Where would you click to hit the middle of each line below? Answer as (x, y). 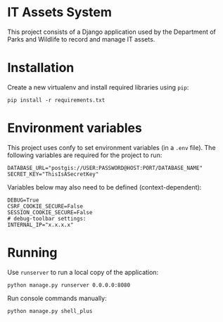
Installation (41, 68)
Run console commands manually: (57, 298)
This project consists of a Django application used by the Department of (112, 32)
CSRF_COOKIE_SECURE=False (45, 206)
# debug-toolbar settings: (47, 218)
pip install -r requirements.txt (56, 100)
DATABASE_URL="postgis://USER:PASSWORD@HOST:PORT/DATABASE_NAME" (105, 168)
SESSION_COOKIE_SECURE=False (50, 212)
